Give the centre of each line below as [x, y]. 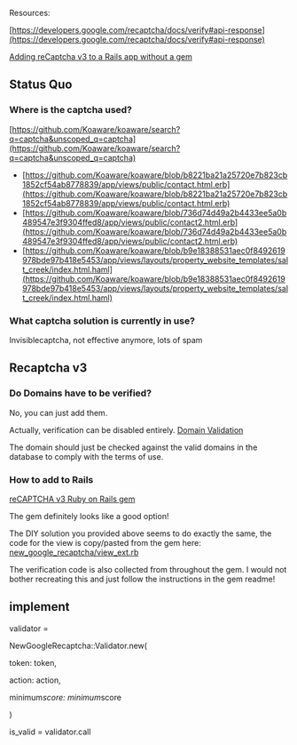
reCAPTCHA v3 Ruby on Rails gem [72, 499]
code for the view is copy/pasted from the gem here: [105, 542]
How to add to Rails [51, 479]
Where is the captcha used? [71, 110]
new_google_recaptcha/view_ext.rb [74, 552]
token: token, [33, 662]
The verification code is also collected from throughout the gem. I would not [148, 569]
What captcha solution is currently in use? [102, 321]
